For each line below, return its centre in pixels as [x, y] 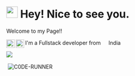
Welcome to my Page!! [34, 31]
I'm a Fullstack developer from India [73, 43]
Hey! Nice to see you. [75, 14]
